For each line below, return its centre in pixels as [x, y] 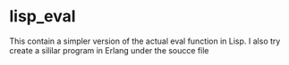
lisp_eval [42, 16]
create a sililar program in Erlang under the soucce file [109, 50]
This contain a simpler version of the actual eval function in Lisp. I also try [145, 41]
